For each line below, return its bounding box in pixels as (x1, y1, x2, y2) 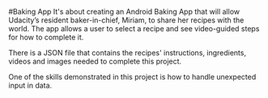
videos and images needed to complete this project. (8, 56, 182, 66)
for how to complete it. (8, 32, 84, 42)
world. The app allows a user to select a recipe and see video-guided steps (8, 24, 260, 33)
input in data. (8, 80, 53, 90)
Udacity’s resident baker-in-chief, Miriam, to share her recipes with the (8, 15, 245, 25)
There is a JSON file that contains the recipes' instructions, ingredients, (8, 48, 247, 57)
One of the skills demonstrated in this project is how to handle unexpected (8, 72, 257, 81)
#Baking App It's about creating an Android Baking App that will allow (8, 7, 240, 16)
